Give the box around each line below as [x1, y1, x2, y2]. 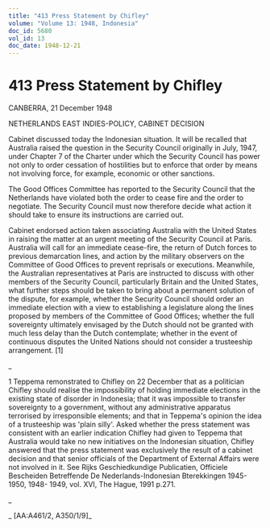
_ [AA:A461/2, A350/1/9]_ [8, 511, 93, 521]
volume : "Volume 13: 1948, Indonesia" [8, 19, 139, 27]
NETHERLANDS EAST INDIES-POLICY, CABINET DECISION [8, 118, 205, 129]
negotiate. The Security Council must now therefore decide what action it [8, 202, 252, 211]
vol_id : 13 [8, 34, 45, 43]
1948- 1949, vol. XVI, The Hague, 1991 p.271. [27, 480, 176, 489]
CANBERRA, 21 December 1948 [8, 103, 113, 113]
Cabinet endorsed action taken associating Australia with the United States [8, 226, 257, 235]
